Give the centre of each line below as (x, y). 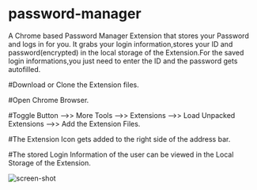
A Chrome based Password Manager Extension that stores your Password (128, 36)
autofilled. (25, 69)
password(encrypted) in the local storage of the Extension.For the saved (126, 52)
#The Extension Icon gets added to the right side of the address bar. (119, 139)
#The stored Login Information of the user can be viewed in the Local (121, 154)
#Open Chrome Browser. (49, 100)
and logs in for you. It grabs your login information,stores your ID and (121, 44)
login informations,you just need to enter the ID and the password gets (123, 61)
